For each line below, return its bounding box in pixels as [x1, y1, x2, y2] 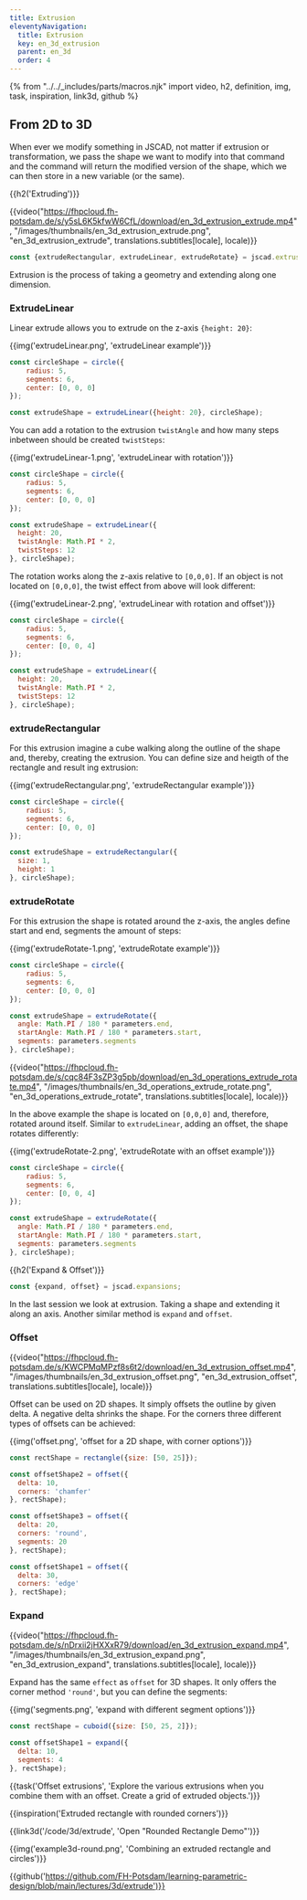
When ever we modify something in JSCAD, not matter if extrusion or [9, 141, 270, 152]
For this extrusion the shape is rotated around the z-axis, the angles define [9, 915, 291, 927]
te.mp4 [9, 1081, 37, 1092]
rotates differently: [9, 1127, 79, 1138]
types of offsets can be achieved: [9, 1418, 136, 1429]
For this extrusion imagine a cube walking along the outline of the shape [9, 743, 281, 754]
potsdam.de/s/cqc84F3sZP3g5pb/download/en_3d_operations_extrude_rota [9, 1071, 298, 1082]
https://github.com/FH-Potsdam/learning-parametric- [45, 1870, 248, 1882]
